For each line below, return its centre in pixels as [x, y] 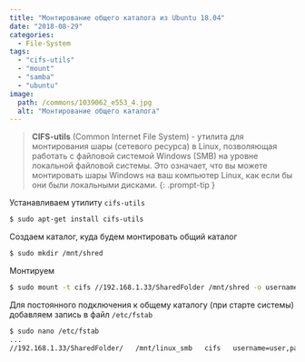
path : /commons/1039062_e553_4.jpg [85, 102]
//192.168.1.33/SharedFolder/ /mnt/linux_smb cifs [115, 348]
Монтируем [32, 271]
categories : [32, 35]
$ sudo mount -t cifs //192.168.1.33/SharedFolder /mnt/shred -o [135, 287]
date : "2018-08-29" [46, 26]
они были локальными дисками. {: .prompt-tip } [123, 185]
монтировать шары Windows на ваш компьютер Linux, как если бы [162, 176]
